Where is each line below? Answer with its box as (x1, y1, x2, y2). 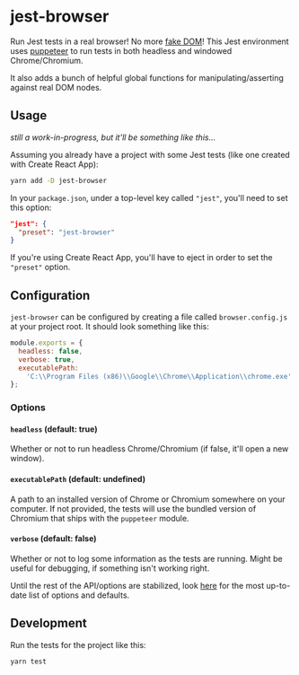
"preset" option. (10, 262, 71, 273)
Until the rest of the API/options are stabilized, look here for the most (10, 580, 265, 591)
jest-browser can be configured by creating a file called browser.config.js (10, 311, 288, 322)
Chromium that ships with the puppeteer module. (10, 513, 189, 523)
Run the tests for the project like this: (10, 639, 146, 650)
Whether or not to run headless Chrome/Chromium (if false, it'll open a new (10, 443, 289, 454)
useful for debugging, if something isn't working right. (10, 563, 210, 574)
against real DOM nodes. (10, 82, 102, 92)
